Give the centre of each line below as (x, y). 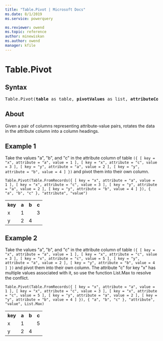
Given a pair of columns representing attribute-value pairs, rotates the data (80, 126)
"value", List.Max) (25, 304)
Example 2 (21, 238)
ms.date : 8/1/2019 (24, 14)
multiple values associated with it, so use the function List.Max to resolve (78, 273)
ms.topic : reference (26, 32)
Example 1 (21, 146)
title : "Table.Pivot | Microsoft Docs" (45, 9)
